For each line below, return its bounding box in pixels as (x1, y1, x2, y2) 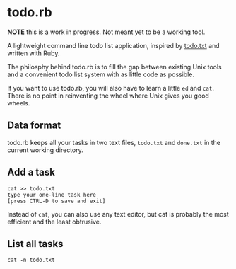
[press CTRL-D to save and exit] (7, 198, 106, 205)
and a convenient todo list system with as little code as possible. (7, 70, 194, 79)
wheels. (7, 98, 30, 107)
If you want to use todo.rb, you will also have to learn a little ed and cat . (7, 84, 214, 92)
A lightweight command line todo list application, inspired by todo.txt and (7, 41, 220, 50)
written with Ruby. (7, 49, 60, 57)
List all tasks (7, 238, 64, 250)
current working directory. (7, 146, 83, 154)
